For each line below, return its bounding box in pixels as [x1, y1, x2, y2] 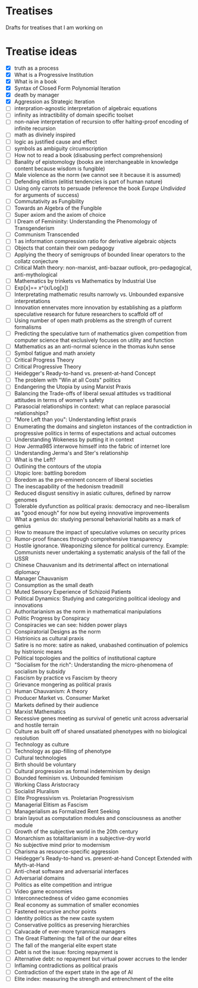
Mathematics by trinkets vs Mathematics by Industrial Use [14, 277, 156, 284]
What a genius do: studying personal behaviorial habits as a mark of [14, 516, 181, 523]
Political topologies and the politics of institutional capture [14, 654, 156, 662]
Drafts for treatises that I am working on [5, 24, 103, 31]
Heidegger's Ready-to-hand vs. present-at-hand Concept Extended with [14, 855, 193, 862]
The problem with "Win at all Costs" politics [14, 376, 121, 384]
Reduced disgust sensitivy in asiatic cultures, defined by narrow [14, 490, 171, 497]
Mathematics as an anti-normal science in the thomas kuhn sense [14, 342, 176, 350]
